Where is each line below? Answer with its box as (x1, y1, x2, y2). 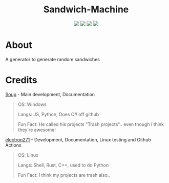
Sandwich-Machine (43, 4, 129, 15)
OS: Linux (17, 152, 38, 158)
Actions (5, 142, 22, 148)
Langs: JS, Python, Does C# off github (17, 111, 99, 117)
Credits (5, 75, 37, 86)
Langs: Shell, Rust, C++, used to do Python (17, 162, 109, 168)
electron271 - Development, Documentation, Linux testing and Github (5, 136, 151, 142)
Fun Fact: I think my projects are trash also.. (17, 172, 110, 178)
